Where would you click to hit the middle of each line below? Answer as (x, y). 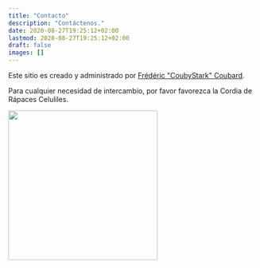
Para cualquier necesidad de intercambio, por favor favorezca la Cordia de (130, 91)
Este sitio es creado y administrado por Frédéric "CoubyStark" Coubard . (126, 75)
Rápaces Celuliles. (39, 99)
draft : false (30, 45)
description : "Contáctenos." (56, 23)
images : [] (26, 53)
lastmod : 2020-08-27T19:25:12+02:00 (69, 38)
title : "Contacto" (39, 16)
